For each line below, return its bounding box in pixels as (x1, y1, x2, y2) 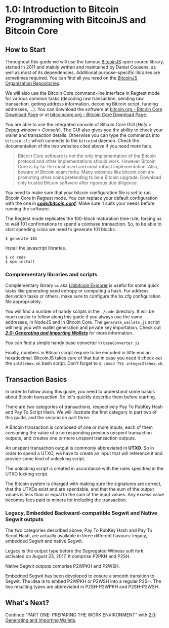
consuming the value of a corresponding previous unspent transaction (5, 430, 152, 436)
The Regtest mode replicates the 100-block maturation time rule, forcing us (5, 215, 162, 221)
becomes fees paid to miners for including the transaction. (5, 497, 128, 503)
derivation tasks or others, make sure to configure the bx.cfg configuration (5, 293, 161, 300)
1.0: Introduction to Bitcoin (5, 4, 119, 15)
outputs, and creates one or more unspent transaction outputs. (5, 435, 137, 441)
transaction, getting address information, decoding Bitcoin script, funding (5, 101, 158, 107)
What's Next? (5, 598, 50, 607)
